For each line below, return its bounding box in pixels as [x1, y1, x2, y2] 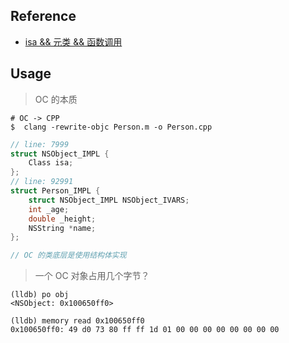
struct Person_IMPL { [10, 186, 101, 196]
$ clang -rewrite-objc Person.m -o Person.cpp [10, 122, 213, 132]
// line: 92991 [10, 177, 74, 187]
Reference [10, 8, 77, 25]
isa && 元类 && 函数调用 [24, 35, 123, 48]
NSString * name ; [28, 223, 97, 233]
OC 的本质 [34, 93, 78, 105]
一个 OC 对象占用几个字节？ [34, 270, 150, 282]
